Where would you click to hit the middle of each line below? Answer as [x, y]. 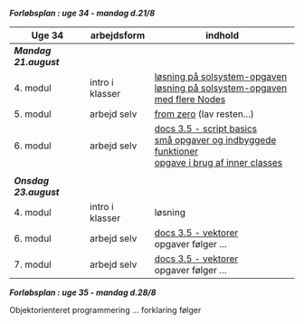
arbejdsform [118, 35]
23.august [37, 192]
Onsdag [32, 181]
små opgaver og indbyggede [215, 140]
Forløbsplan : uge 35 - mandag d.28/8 [83, 292]
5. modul [33, 114]
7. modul [33, 264]
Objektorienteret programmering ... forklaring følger [105, 310]
